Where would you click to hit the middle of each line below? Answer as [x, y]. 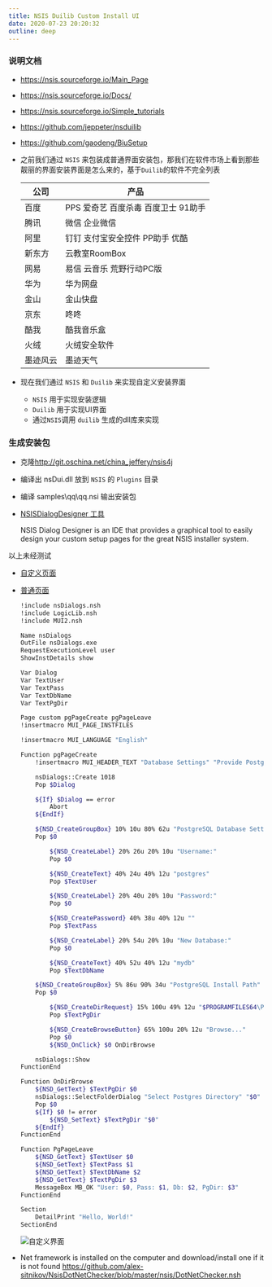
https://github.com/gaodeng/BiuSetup [84, 143]
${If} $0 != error [66, 1112]
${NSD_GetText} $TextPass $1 [84, 1165]
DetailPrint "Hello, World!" [84, 1217]
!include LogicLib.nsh [58, 613]
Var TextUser [42, 680]
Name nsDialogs [46, 635]
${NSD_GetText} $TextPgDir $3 [86, 1179]
